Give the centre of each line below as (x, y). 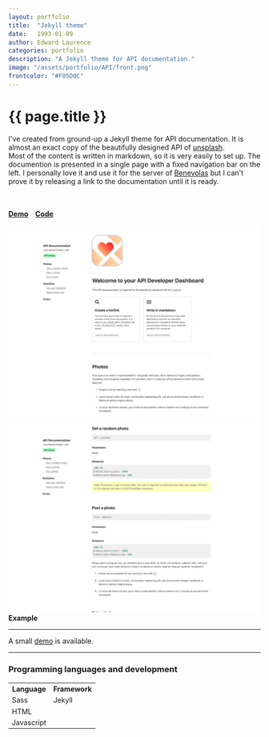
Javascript (29, 722)
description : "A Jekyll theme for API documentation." (102, 59)
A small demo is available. (51, 641)
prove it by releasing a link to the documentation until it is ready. (114, 181)
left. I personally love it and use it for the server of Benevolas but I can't (126, 173)
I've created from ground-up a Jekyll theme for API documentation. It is (126, 138)
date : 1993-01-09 (41, 34)
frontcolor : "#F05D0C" (46, 76)
